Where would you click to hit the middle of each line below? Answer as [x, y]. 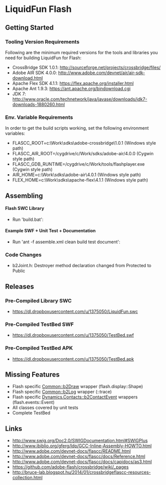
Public [19, 271]
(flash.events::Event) [33, 402]
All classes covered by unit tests [45, 408]
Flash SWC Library [25, 208]
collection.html [28, 478]
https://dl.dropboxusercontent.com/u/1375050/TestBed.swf [73, 335]
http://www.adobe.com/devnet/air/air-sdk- [102, 73]
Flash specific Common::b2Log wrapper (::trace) [62, 392]
